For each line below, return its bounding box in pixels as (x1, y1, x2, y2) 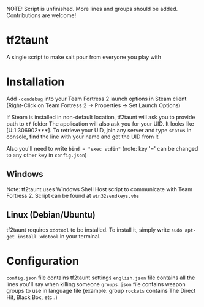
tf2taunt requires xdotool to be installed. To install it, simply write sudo (6, 226, 183, 233)
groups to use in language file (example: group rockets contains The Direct (6, 287, 196, 295)
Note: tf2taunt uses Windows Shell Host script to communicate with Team (6, 185, 193, 192)
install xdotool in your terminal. (17, 232, 101, 240)
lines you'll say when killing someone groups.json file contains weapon (6, 281, 186, 288)
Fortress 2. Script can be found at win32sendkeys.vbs (6, 192, 140, 199)
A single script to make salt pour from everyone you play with (6, 53, 161, 61)
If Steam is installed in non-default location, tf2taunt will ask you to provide (6, 113, 195, 121)
